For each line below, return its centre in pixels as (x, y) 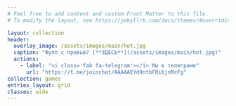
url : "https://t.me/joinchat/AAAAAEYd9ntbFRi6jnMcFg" (106, 72)
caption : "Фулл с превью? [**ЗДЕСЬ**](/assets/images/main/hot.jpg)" (117, 53)
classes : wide (28, 92)
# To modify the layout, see (50, 20)
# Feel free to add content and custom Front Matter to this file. (108, 14)
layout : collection (36, 33)
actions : (26, 59)
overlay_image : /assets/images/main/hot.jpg (80, 46)
